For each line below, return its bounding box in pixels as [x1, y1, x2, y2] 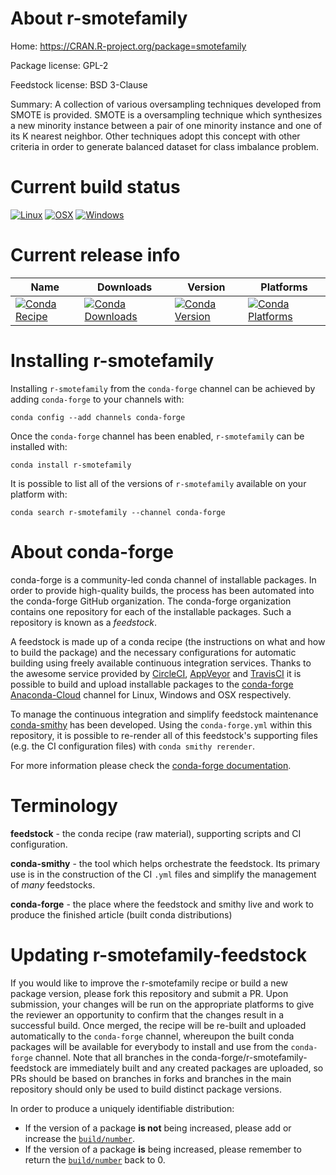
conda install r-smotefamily [10, 460, 132, 470]
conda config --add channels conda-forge [10, 412, 186, 422]
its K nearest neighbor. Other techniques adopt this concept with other [10, 130, 301, 142]
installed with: [10, 440, 68, 452]
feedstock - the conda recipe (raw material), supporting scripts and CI [10, 827, 302, 839]
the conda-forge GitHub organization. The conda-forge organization [10, 595, 292, 607]
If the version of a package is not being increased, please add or [24, 1122, 292, 1134]
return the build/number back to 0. [24, 1153, 166, 1166]
